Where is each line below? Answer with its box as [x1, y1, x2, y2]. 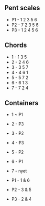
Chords [4, 41, 27, 49]
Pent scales [4, 4, 40, 12]
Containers [4, 99, 39, 107]
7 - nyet [11, 168, 27, 174]
